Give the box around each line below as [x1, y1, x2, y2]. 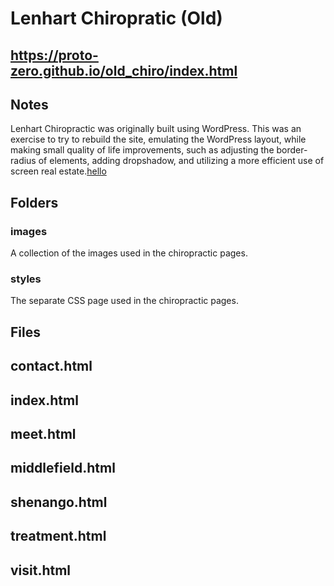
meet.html [10, 425, 77, 442]
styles [10, 272, 42, 286]
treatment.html [10, 528, 107, 545]
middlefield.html [10, 460, 116, 477]
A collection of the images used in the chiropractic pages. [10, 247, 248, 259]
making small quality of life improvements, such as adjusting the [10, 144, 275, 156]
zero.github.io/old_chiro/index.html [10, 62, 238, 79]
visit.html [10, 562, 72, 579]
